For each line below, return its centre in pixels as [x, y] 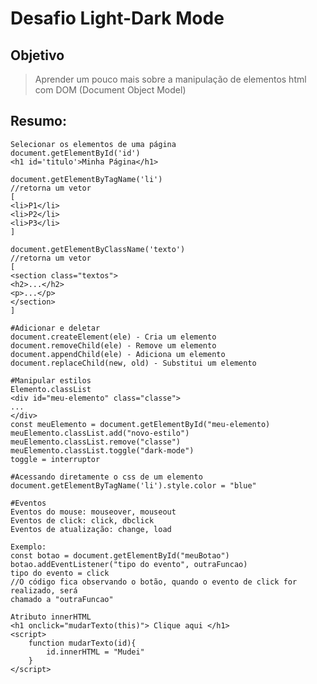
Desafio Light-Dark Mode [117, 18]
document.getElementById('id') [75, 153]
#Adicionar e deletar [55, 328]
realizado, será [44, 590]
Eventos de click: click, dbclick [82, 520]
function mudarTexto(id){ [82, 643]
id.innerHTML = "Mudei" [95, 652]
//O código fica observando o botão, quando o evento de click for [154, 582]
